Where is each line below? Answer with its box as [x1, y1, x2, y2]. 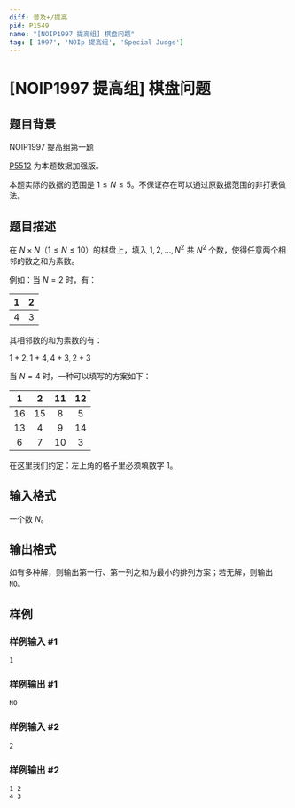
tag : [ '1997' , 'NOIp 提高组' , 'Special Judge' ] [9, 37, 184, 47]
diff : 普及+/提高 [9, 12, 68, 22]
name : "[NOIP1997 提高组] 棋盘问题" [9, 29, 136, 38]
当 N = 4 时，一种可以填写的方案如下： [9, 370, 152, 381]
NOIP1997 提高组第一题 [9, 142, 95, 152]
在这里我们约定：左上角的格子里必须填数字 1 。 [9, 460, 178, 470]
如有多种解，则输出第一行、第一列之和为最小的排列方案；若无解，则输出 [9, 567, 273, 578]
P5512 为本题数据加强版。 [9, 160, 104, 171]
